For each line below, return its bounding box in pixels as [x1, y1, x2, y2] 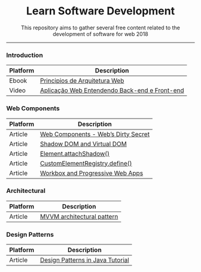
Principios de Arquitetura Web [39, 77, 124, 85]
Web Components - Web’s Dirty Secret [39, 130, 150, 138]
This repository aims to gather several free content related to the [20, 24, 181, 31]
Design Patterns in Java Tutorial [39, 256, 130, 264]
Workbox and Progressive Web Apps [39, 169, 144, 177]
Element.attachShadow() [39, 149, 110, 158]
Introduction [6, 51, 43, 59]
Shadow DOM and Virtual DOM [39, 140, 127, 148]
